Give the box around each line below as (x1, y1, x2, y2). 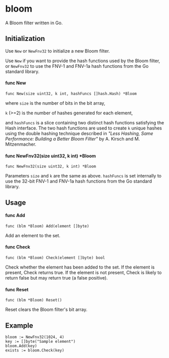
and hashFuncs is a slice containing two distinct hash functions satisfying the (5, 119, 164, 125)
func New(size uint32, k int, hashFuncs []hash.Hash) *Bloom (5, 91, 137, 96)
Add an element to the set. (5, 232, 61, 238)
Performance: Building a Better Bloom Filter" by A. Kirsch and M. (5, 136, 140, 142)
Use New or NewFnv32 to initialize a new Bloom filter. (5, 48, 110, 54)
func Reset (5, 286, 29, 292)
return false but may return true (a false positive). (5, 275, 108, 281)
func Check (5, 244, 30, 250)
